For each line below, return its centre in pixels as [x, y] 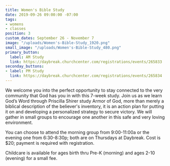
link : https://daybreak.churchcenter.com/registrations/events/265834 [86, 76]
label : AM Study [27, 57]
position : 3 [18, 33]
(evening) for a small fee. [31, 158]
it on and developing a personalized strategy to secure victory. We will [79, 111]
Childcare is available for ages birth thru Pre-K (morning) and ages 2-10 [80, 153]
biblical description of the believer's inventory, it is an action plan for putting [84, 106]
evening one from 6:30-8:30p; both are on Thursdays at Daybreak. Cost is [83, 138]
